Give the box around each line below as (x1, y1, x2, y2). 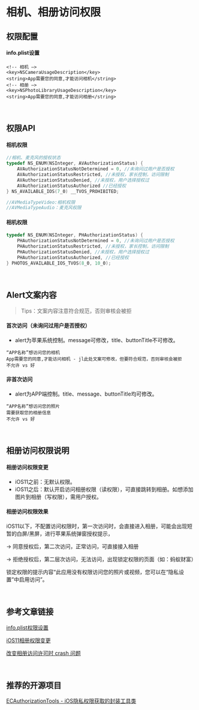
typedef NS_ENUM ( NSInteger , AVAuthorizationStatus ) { (6, 161, 144, 167)
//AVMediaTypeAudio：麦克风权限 (6, 205, 82, 211)
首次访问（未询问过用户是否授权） (6, 322, 91, 329)
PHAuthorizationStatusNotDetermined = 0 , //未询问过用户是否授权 (17, 238, 175, 244)
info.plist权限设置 (6, 623, 49, 631)
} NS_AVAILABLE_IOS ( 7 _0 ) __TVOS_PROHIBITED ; (6, 188, 119, 194)
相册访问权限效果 (6, 508, 49, 515)
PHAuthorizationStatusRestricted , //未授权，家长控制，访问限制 (17, 243, 169, 249)
